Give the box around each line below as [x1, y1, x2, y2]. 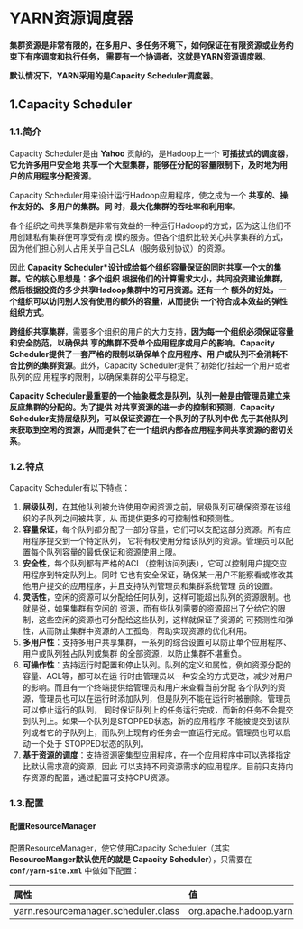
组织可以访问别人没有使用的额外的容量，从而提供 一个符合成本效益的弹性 [16, 295, 289, 307]
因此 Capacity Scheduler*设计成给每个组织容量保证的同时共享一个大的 [9, 262, 274, 272]
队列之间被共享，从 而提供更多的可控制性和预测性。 [46, 512, 239, 523]
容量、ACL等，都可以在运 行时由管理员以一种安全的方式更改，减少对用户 [22, 670, 294, 681]
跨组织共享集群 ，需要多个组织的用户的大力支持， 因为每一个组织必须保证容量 [9, 326, 294, 336]
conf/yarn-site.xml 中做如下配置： [9, 865, 140, 876]
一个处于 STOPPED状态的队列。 [30, 738, 149, 749]
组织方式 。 [9, 307, 50, 317]
